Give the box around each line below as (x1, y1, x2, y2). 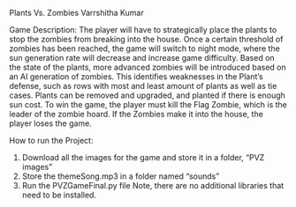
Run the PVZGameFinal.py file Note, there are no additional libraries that (21, 181, 285, 190)
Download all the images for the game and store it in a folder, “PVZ (21, 152, 265, 162)
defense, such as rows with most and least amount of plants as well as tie (9, 81, 277, 91)
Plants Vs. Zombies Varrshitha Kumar (9, 8, 144, 18)
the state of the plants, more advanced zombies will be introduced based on (9, 62, 287, 72)
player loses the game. (9, 118, 93, 129)
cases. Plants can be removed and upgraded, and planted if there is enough (9, 90, 285, 100)
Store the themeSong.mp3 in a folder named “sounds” (21, 171, 220, 181)
